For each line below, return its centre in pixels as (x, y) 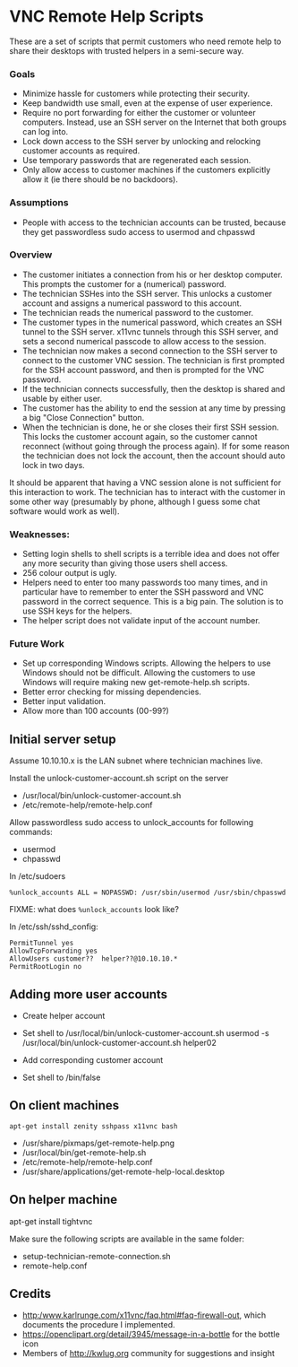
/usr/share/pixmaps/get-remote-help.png (98, 1143)
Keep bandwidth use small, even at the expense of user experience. (147, 103)
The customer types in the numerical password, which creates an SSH (152, 322)
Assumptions (39, 203)
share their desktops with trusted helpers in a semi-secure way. (127, 50)
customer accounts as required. (81, 151)
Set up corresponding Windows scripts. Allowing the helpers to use (146, 663)
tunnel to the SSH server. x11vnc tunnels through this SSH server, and (150, 331)
